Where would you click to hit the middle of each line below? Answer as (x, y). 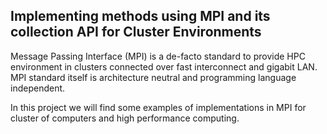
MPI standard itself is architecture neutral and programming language (153, 77)
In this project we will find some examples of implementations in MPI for (158, 107)
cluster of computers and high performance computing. (125, 118)
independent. (38, 88)
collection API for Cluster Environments (136, 32)
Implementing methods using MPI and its (140, 16)
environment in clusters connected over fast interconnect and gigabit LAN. (164, 66)
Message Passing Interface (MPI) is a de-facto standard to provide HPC (158, 56)
